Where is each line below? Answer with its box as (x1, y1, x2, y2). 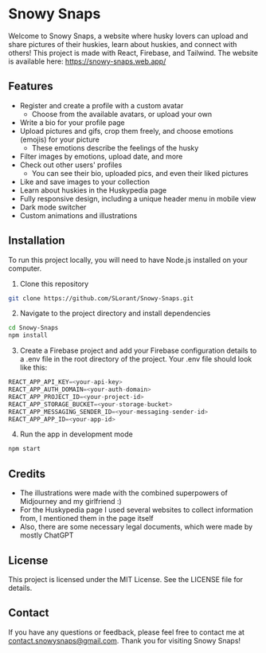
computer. (8, 264, 42, 273)
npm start (8, 445, 41, 453)
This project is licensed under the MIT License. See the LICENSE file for (8, 574, 244, 584)
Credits (8, 467, 46, 480)
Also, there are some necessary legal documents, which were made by (19, 522, 253, 532)
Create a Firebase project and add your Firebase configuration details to (19, 346, 257, 355)
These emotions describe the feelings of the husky (31, 143, 199, 152)
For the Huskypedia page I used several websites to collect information (19, 505, 253, 514)
